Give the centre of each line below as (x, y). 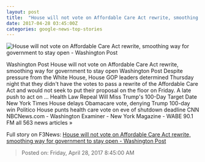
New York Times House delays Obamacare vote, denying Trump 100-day (98, 104)
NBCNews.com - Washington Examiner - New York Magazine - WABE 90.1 (100, 116)
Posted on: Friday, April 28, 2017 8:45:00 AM (78, 153)
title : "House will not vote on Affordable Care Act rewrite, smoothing (102, 18)
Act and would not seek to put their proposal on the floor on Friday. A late (99, 90)
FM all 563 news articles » (39, 123)
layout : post (23, 12)
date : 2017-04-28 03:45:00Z (42, 23)
